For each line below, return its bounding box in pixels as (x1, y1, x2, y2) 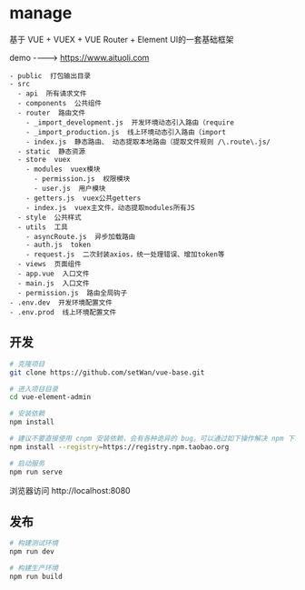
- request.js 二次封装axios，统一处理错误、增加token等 (25, 249, 225, 259)
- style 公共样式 (17, 213, 82, 222)
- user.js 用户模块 (33, 184, 106, 193)
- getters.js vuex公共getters (25, 194, 142, 203)
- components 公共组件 (17, 98, 103, 107)
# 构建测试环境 (9, 539, 59, 548)
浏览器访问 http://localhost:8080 (9, 485, 131, 495)
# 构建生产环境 (9, 564, 59, 573)
